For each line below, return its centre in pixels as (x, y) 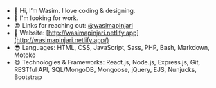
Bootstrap (28, 77)
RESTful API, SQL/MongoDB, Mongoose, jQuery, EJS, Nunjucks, (105, 70)
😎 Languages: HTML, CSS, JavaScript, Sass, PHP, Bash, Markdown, (111, 47)
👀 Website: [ (31, 33)
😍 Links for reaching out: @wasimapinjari (73, 25)
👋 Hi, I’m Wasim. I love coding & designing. (74, 11)
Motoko (25, 55)
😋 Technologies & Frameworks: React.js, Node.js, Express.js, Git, (107, 62)
